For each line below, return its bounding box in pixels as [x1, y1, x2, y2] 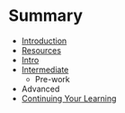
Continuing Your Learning [21, 92, 117, 104]
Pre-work [34, 73, 70, 84]
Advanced [21, 83, 60, 94]
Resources [21, 44, 62, 55]
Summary [8, 5, 83, 26]
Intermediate [21, 64, 69, 75]
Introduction [21, 35, 67, 46]
